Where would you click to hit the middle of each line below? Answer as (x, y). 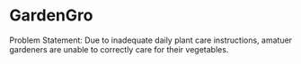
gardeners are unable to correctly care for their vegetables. (119, 49)
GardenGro (51, 16)
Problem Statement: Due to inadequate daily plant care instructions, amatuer (151, 40)
